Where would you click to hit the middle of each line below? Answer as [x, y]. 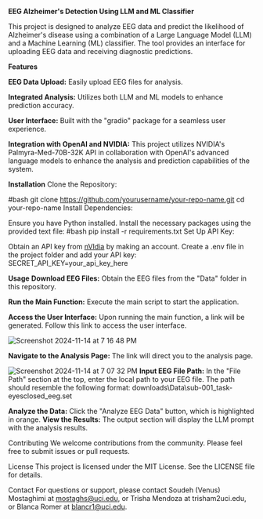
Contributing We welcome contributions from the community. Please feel [125, 443]
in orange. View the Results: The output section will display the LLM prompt [131, 419]
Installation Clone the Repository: [63, 184]
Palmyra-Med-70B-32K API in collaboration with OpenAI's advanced [119, 152]
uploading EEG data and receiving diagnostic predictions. [101, 51]
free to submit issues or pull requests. [69, 451]
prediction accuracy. [41, 105]
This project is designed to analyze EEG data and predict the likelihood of [126, 26]
